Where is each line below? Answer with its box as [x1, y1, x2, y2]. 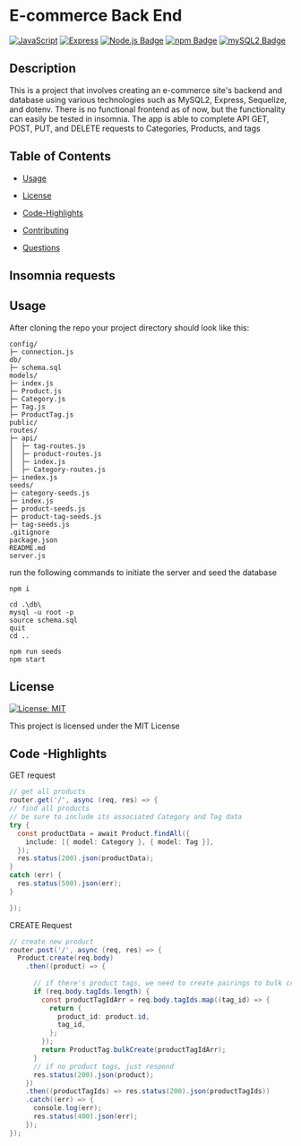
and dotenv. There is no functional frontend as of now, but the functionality [9, 104, 286, 115]
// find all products [9, 804, 90, 814]
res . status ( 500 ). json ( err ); [17, 879, 123, 888]
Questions [21, 242, 61, 253]
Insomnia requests [9, 268, 116, 283]
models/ [9, 371, 39, 380]
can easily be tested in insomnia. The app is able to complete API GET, [9, 113, 270, 124]
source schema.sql [9, 616, 78, 625]
